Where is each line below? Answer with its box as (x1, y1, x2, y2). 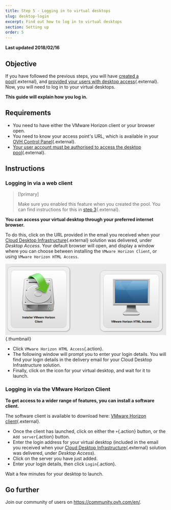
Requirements (5, 109, 51, 117)
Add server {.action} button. (12, 433, 70, 440)
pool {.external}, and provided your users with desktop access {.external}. (5, 78, 159, 84)
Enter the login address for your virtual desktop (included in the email (12, 439, 159, 445)
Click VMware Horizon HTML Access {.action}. (12, 346, 104, 352)
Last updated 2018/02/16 (5, 45, 60, 51)
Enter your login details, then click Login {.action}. (12, 461, 116, 467)
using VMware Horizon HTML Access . (5, 253, 79, 260)
